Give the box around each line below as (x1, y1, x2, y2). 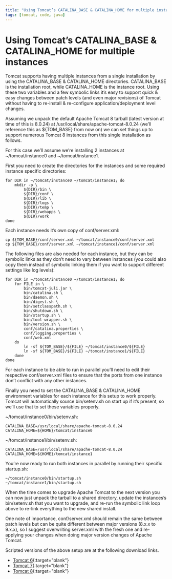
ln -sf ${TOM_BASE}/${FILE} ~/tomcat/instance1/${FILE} (24, 349, 145, 354)
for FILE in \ (14, 281, 45, 287)
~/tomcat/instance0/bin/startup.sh (5, 476, 81, 481)
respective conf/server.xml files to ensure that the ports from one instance (5, 372, 162, 378)
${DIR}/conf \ (24, 192, 54, 197)
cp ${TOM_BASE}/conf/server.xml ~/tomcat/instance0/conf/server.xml (5, 237, 155, 242)
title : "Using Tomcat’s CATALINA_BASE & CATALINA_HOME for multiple (5, 7, 155, 13)
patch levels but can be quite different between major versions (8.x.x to (5, 521, 156, 527)
